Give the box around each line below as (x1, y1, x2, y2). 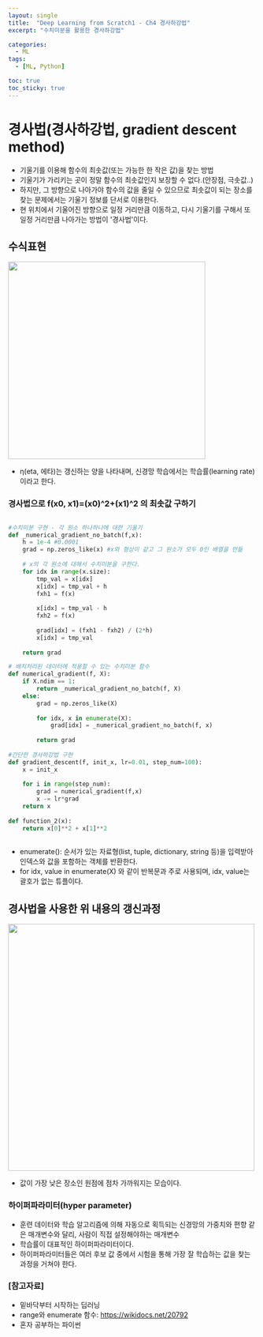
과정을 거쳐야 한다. (19, 1259, 77, 1268)
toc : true (8, 77, 41, 85)
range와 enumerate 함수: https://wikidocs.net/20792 (19, 1309, 189, 1320)
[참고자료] (8, 1281, 45, 1292)
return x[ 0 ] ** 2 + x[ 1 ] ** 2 (22, 824, 108, 832)
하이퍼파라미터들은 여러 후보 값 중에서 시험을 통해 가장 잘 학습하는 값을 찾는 (19, 1249, 251, 1259)
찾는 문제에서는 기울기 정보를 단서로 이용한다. (19, 194, 159, 204)
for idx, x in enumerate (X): (36, 714, 132, 722)
